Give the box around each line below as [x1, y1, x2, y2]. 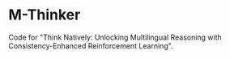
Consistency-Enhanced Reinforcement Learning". [8, 40, 173, 50]
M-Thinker [8, 6, 81, 24]
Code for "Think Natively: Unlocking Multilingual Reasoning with [8, 32, 223, 42]
